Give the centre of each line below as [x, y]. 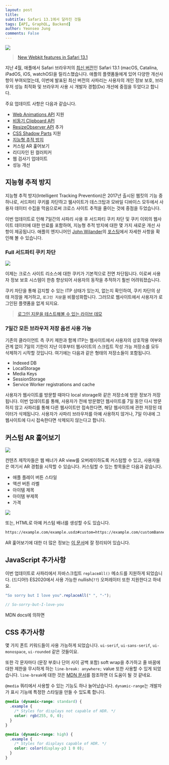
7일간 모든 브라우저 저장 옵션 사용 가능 [48, 328]
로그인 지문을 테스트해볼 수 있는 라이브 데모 [60, 314]
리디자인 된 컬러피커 [32, 152]
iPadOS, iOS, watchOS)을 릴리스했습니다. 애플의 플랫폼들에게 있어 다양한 [77, 74]
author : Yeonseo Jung [28, 29]
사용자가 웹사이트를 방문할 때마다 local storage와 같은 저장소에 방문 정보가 [78, 395]
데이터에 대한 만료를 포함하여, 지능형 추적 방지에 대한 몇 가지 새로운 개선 [85, 225]
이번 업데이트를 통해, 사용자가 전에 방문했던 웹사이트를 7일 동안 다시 [86, 401]
